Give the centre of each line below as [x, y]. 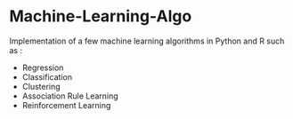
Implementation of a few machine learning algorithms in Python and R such [147, 41]
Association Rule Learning [70, 96]
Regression [43, 67]
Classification [47, 76]
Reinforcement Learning [66, 105]
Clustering [41, 86]
